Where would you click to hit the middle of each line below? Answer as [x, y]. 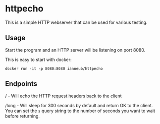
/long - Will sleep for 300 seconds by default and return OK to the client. [79, 105]
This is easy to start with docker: [38, 60]
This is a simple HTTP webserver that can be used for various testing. [76, 22]
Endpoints [21, 84]
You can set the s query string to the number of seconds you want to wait [80, 111]
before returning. [23, 116]
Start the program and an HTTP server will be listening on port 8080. [75, 50]
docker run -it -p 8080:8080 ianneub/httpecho [54, 68]
